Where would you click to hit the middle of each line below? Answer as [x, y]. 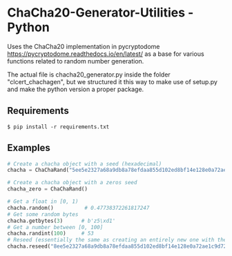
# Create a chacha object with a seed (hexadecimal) [85, 164]
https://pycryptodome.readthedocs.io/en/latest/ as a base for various [106, 54]
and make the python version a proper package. [76, 89]
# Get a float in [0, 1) [43, 201]
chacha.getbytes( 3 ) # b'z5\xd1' [61, 221]
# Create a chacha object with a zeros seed [72, 183]
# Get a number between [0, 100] [55, 227]
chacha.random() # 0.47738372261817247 [78, 208]
